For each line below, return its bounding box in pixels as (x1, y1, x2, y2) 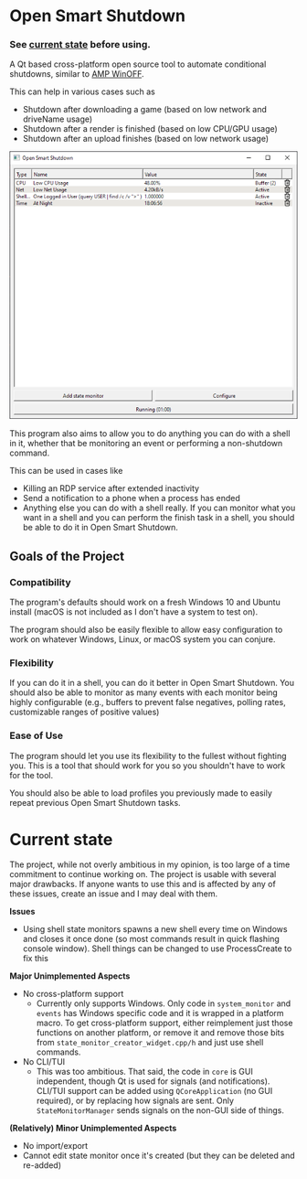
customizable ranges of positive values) (9, 706, 160, 718)
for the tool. (9, 769, 53, 780)
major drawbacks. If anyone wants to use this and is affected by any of (9, 879, 276, 890)
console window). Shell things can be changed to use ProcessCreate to (22, 943, 292, 954)
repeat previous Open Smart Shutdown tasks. (9, 797, 181, 808)
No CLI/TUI (22, 1056, 66, 1067)
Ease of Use (9, 729, 64, 742)
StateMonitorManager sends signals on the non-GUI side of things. (36, 1105, 285, 1116)
